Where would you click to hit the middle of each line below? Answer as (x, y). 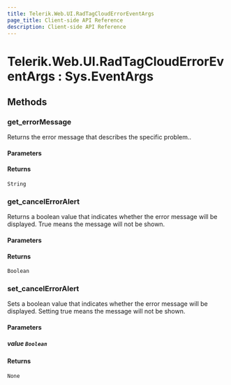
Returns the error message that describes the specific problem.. (99, 137)
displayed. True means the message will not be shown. (86, 224)
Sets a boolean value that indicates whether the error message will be (107, 304)
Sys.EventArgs (109, 76)
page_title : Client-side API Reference (65, 20)
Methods (27, 102)
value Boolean (27, 343)
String (17, 184)
